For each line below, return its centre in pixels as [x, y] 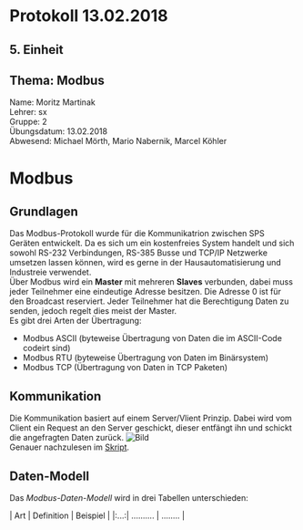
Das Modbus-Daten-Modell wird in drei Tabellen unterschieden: [129, 498]
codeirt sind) [46, 348]
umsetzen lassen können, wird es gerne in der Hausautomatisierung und [146, 263]
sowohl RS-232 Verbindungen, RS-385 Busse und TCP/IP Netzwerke [139, 253]
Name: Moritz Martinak [52, 102]
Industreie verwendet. [50, 272]
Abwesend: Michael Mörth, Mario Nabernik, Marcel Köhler [118, 141]
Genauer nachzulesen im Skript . [70, 447]
